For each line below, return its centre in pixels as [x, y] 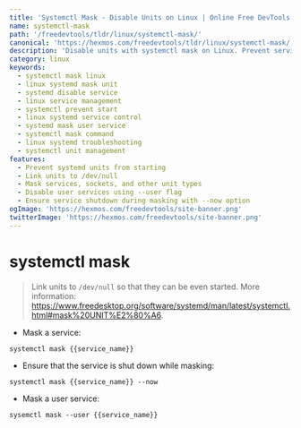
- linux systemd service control [80, 117]
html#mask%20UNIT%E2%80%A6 [96, 315]
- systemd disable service [68, 92]
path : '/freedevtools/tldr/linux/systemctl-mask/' [106, 34]
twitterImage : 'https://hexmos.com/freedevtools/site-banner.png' [136, 217]
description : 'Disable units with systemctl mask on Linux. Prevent [140, 51]
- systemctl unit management [72, 150]
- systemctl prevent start [68, 109]
